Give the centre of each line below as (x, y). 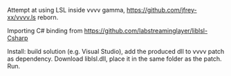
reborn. (48, 17)
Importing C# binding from (45, 31)
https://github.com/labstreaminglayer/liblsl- (146, 31)
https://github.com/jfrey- (162, 10)
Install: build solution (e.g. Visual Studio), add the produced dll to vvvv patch (116, 51)
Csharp (18, 38)
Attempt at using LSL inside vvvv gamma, (66, 10)
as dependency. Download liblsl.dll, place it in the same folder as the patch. (115, 59)
